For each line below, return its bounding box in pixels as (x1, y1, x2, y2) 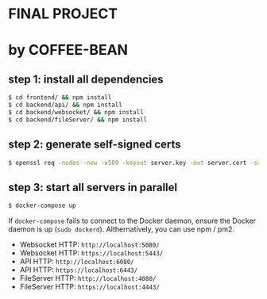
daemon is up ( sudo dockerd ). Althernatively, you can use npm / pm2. (8, 224, 234, 234)
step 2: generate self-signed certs (8, 138, 181, 151)
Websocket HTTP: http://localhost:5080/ (19, 240, 161, 250)
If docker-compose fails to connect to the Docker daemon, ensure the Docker (8, 216, 257, 226)
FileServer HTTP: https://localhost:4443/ (19, 282, 161, 292)
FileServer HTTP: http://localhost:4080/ (19, 274, 157, 283)
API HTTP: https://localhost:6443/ (19, 265, 138, 274)
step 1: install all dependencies (8, 72, 164, 86)
